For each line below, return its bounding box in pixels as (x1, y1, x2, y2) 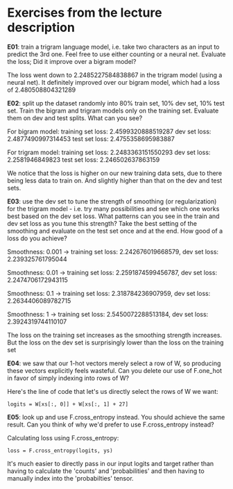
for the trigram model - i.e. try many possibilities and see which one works (7, 204, 220, 213)
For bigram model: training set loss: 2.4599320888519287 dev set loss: (7, 127, 212, 135)
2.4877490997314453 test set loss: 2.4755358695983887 (7, 134, 175, 143)
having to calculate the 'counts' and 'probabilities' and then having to (7, 467, 205, 475)
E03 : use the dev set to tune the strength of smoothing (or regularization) (7, 197, 217, 206)
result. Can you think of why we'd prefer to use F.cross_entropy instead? (7, 420, 214, 429)
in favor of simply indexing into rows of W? (7, 374, 130, 382)
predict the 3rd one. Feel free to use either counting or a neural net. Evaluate (7, 50, 226, 58)
